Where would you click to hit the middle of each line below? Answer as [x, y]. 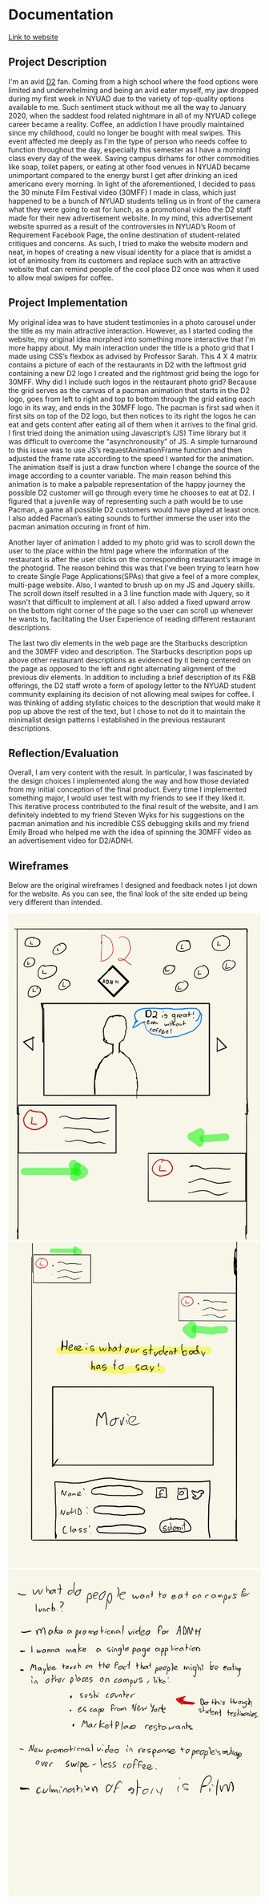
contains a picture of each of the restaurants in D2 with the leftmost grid [127, 365]
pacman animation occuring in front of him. [79, 526]
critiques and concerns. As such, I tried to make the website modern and [128, 243]
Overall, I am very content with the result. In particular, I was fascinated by [131, 772]
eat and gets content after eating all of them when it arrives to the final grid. [133, 424]
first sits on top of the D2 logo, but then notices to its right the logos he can [132, 415]
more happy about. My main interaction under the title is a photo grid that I [131, 347]
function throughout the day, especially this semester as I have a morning [129, 149]
